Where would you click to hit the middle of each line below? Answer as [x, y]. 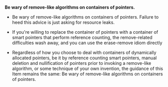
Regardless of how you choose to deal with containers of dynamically [84, 53]
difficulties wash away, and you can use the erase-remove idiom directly [87, 43]
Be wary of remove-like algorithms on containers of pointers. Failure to [85, 17]
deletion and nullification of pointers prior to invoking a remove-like [81, 63]
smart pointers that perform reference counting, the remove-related [82, 37]
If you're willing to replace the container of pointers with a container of [85, 32]
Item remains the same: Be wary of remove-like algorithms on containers [87, 74]
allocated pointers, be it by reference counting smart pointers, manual [84, 58]
